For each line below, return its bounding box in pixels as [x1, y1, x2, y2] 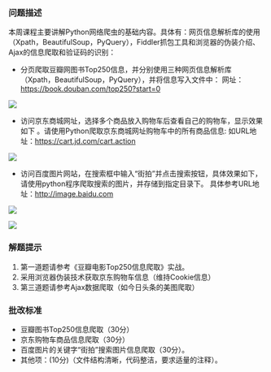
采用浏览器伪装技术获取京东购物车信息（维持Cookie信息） [20, 272, 216, 282]
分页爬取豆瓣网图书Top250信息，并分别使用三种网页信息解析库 [20, 65, 232, 75]
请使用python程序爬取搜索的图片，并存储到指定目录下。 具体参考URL [20, 179, 252, 188]
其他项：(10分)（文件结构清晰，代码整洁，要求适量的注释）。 [20, 355, 222, 365]
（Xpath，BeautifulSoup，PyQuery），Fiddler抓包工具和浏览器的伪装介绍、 [8, 37, 260, 47]
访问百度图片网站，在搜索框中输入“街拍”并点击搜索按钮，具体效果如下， [20, 169, 263, 179]
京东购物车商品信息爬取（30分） [20, 335, 130, 344]
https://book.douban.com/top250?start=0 [20, 84, 161, 94]
